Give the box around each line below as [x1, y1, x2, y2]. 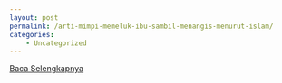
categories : [9, 30, 54, 39]
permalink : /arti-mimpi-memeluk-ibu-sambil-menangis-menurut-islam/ [9, 22, 274, 31]
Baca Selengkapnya [9, 63, 84, 74]
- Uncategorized [25, 38, 88, 48]
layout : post [9, 13, 59, 23]
